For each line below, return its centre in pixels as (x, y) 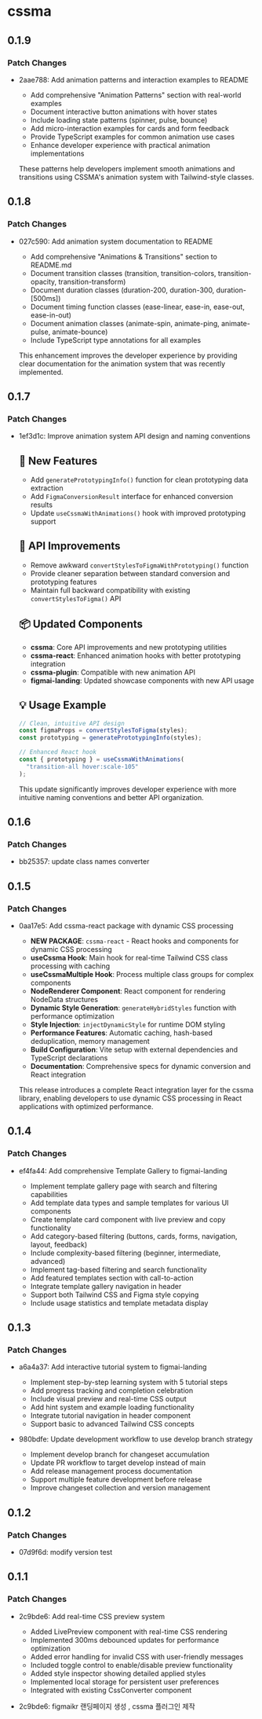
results (41, 505)
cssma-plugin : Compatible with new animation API (113, 672)
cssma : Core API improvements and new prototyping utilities (129, 647)
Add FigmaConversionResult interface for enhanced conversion (132, 497)
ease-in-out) (51, 315)
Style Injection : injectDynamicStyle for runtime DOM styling (127, 1025)
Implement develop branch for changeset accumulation (120, 1455)
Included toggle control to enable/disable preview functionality (131, 1665)
